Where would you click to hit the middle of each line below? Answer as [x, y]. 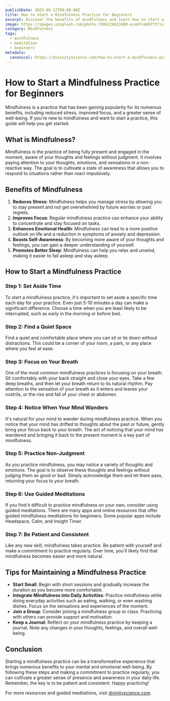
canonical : [21, 57]
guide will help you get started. [37, 124]
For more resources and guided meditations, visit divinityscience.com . [78, 693]
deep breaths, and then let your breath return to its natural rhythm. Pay [79, 384]
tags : [11, 34]
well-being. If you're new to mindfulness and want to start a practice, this [81, 118]
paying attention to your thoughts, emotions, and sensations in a [72, 163]
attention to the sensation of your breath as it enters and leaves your [77, 389]
